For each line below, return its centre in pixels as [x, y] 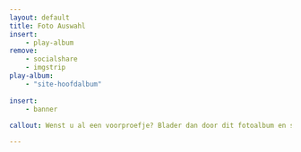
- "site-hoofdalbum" [64, 84]
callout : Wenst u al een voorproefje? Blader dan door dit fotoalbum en [148, 126]
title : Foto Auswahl [48, 26]
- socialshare [52, 59]
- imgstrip [46, 68]
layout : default [39, 17]
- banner [42, 109]
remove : [24, 51]
